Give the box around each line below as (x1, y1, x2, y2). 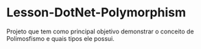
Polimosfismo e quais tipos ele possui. (6, 34, 115, 42)
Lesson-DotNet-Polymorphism (6, 5, 187, 20)
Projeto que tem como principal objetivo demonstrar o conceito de (6, 27, 194, 35)
